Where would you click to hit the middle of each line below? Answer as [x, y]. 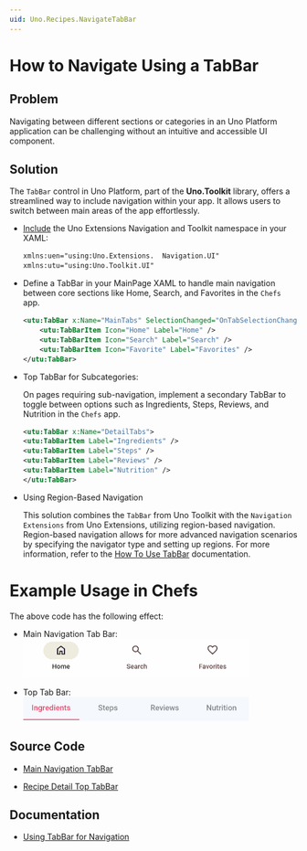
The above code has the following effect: [87, 616]
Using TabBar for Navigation [76, 837]
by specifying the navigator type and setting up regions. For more [146, 544]
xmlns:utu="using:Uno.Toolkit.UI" [88, 266]
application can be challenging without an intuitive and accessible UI [138, 131]
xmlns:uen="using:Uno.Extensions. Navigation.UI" [121, 256]
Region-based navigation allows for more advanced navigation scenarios [160, 534]
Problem [34, 99]
